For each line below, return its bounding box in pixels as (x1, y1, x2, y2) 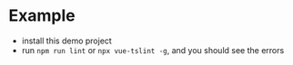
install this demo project (21, 35, 113, 46)
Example (8, 5, 76, 26)
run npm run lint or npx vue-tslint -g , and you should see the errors (21, 44, 285, 55)
